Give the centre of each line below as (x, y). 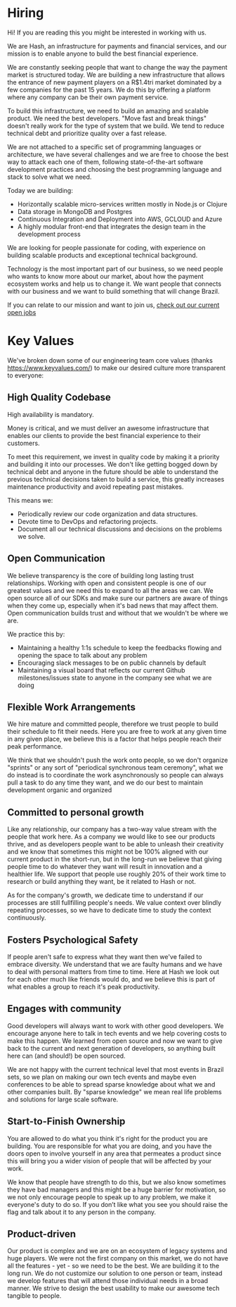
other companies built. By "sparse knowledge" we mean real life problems (115, 1092)
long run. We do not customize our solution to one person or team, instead (115, 1273)
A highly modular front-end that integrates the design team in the (111, 226)
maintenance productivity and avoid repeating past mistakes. (96, 487)
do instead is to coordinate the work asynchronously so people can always (116, 775)
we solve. (31, 536)
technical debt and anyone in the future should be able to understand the (113, 471)
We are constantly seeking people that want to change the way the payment (118, 67)
